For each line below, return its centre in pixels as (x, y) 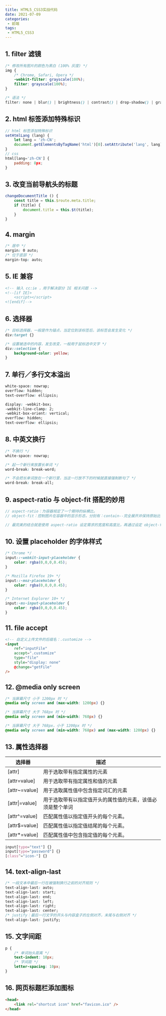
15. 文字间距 (23, 936)
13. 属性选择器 (27, 747)
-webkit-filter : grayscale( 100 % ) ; (49, 80)
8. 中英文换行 (25, 439)
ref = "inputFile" (31, 649)
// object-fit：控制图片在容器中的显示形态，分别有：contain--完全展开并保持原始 (81, 516)
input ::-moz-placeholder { (33, 580)
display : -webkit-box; (28, 404)
